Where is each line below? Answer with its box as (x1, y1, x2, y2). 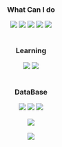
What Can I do (7, 5, 55, 14)
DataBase (14, 87, 48, 97)
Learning (15, 46, 47, 56)
